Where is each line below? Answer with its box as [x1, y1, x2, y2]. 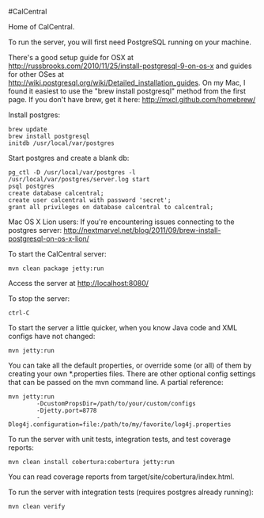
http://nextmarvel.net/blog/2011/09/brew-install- [62, 226, 221, 234]
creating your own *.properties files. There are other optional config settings [8, 369, 256, 379]
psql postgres [8, 182, 55, 190]
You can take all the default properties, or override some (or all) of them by [8, 360, 252, 370]
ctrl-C [8, 309, 30, 317]
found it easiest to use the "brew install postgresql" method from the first [8, 86, 247, 96]
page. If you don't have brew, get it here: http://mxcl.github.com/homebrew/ [8, 95, 256, 104]
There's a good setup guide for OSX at [8, 53, 134, 62]
